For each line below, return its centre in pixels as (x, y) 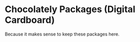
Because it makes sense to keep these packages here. (62, 34)
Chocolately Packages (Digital (70, 9)
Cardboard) (30, 20)
